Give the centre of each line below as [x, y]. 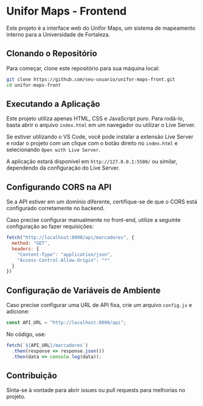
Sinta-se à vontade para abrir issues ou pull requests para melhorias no [96, 390]
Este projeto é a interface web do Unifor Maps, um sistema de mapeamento [101, 28]
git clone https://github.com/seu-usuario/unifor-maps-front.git [91, 79]
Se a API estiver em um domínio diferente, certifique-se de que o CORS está [102, 202]
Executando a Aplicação [53, 104]
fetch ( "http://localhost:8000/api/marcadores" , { [71, 238]
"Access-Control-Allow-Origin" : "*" [64, 260]
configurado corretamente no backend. [56, 208]
